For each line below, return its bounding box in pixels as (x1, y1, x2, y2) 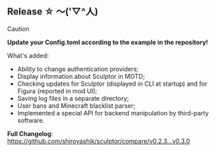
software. (17, 116, 45, 124)
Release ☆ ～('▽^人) (7, 6, 98, 18)
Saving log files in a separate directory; (17, 94, 129, 102)
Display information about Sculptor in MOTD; (17, 72, 145, 80)
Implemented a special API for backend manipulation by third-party (17, 108, 209, 117)
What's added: (7, 51, 49, 59)
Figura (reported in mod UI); (17, 86, 98, 95)
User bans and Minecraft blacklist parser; (17, 102, 136, 110)
